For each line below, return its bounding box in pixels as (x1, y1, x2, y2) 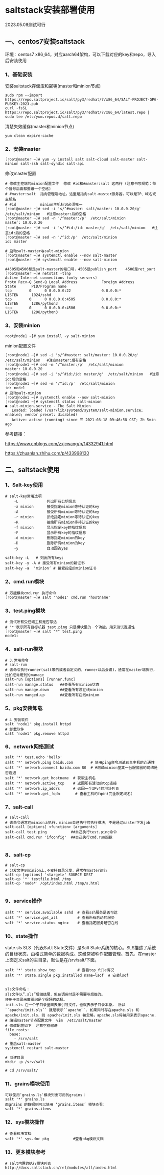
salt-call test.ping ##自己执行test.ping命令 (5, 830, 117, 835)
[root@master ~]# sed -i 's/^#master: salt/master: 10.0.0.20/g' (5, 207, 141, 212)
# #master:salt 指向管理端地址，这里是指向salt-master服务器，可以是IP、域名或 (5, 192, 156, 197)
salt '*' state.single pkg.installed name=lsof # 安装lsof (5, 973, 129, 978)
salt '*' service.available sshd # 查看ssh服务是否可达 (5, 910, 118, 915)
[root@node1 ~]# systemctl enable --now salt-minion (5, 395, 115, 400)
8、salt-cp (5, 852, 31, 858)
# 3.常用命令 (5, 658, 29, 663)
